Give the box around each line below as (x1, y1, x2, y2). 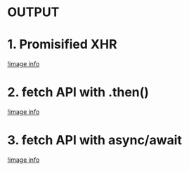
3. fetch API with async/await (7, 132, 183, 148)
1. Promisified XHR (7, 37, 117, 53)
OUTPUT (7, 4, 60, 20)
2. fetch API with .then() (7, 84, 150, 101)
